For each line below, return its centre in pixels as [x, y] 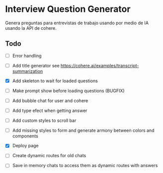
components [25, 136]
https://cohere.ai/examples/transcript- [100, 65]
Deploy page [25, 146]
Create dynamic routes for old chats [49, 156]
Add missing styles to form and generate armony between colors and [83, 130]
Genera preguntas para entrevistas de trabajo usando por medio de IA [77, 23]
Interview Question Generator [68, 9]
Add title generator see [36, 65]
